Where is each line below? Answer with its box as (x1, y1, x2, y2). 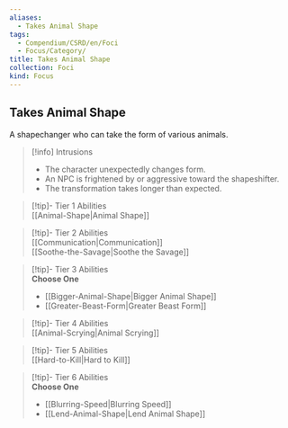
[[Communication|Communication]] (31, 236, 164, 247)
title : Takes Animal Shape (9, 55, 111, 64)
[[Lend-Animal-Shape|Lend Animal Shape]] (44, 408, 206, 419)
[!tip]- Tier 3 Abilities (31, 263, 109, 274)
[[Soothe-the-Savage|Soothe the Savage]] (31, 246, 190, 257)
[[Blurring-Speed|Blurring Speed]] (44, 398, 172, 409)
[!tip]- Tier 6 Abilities (31, 371, 109, 382)
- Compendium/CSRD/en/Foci (17, 38, 119, 48)
